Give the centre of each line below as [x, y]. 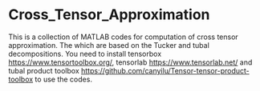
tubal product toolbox [44, 70]
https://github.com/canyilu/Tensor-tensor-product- [165, 70]
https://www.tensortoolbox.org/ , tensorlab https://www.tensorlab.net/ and [130, 62]
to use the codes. [63, 79]
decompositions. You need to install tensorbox [85, 53]
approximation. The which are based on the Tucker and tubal [109, 45]
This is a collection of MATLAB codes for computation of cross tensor [123, 37]
